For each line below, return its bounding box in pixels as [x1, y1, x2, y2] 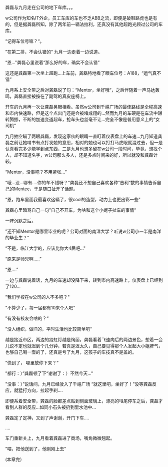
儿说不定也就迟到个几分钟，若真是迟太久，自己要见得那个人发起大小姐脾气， [5, 343, 163, 349]
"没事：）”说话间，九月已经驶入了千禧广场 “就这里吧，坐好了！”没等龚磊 [5, 381, 152, 387]
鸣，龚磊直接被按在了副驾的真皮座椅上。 [5, 93, 88, 99]
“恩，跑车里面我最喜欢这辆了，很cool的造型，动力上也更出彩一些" [5, 197, 141, 202]
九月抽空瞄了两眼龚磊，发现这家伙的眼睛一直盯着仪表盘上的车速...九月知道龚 [5, 133, 162, 139]
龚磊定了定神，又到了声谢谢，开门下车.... [5, 415, 89, 420]
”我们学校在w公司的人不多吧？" [5, 294, 70, 300]
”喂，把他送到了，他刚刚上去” [5, 446, 66, 451]
